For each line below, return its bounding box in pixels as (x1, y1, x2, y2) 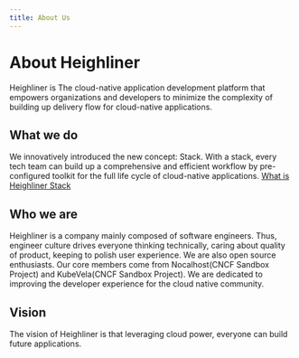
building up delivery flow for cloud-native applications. (9, 101, 212, 112)
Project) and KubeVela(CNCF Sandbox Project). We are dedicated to (9, 268, 264, 280)
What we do (9, 127, 79, 143)
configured (9, 171, 51, 182)
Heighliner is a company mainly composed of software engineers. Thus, (9, 231, 277, 241)
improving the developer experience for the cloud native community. (9, 278, 265, 289)
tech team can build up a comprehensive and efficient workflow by (9, 161, 258, 172)
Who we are (9, 206, 79, 221)
